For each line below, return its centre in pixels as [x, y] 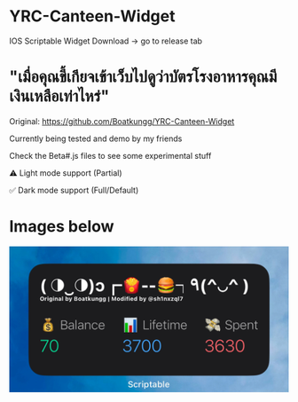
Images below [62, 227]
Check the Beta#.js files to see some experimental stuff [110, 155]
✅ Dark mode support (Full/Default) [74, 190]
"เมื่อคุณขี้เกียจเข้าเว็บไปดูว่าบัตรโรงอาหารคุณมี [143, 77]
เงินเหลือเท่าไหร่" [59, 96]
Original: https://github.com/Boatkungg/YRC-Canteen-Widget [122, 121]
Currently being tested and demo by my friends [96, 138]
